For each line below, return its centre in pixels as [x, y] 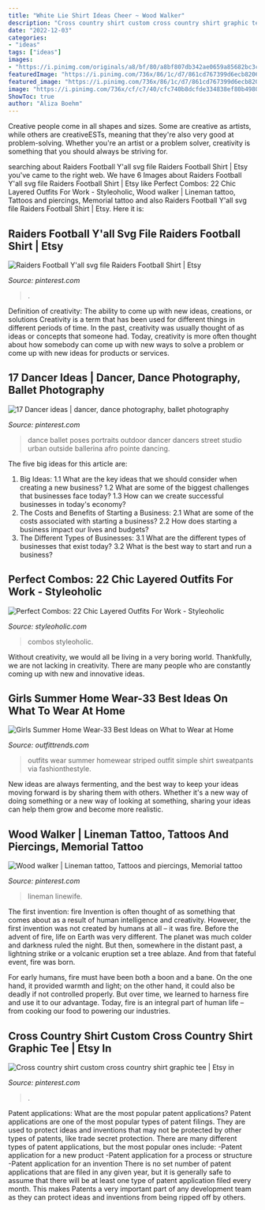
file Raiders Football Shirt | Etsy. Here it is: [76, 209]
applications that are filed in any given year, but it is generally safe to [119, 1172]
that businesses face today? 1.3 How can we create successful [121, 496]
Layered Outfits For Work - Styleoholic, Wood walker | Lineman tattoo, [122, 192]
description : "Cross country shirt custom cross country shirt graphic [128, 23]
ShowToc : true [32, 96]
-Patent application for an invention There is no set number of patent [119, 1164]
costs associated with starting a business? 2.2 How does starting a [128, 521]
